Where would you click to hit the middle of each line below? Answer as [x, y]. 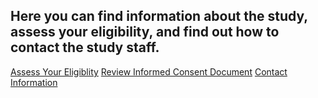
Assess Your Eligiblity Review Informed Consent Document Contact [149, 71]
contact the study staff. [85, 47]
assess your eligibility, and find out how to [145, 32]
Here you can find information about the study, [159, 16]
